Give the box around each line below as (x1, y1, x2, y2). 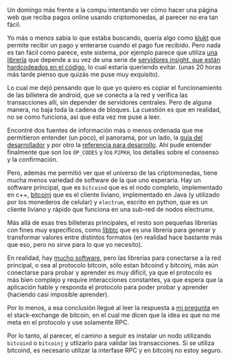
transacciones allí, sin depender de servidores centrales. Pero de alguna (7, 98, 212, 106)
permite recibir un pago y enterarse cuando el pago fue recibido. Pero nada (7, 41, 221, 49)
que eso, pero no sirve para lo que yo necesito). (7, 241, 143, 248)
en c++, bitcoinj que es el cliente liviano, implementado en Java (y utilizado (7, 190, 220, 199)
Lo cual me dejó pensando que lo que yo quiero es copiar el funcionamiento (7, 84, 222, 91)
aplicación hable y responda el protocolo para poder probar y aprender (7, 283, 208, 291)
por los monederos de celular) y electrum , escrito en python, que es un (7, 198, 208, 206)
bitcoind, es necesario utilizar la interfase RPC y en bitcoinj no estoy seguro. (7, 347, 223, 354)
